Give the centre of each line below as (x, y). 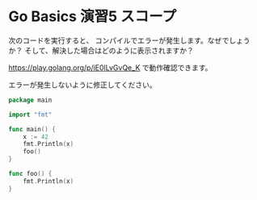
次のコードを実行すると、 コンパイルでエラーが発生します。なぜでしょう (129, 40)
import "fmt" (30, 115)
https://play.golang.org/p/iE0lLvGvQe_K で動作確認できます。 (110, 67)
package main (30, 100)
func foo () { (30, 174)
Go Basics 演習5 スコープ (93, 17)
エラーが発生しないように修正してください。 (82, 85)
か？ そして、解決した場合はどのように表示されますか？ (101, 50)
